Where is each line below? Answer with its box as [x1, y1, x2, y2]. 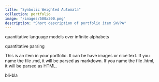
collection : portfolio [5, 12, 51, 16]
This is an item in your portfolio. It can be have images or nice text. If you [5, 53, 150, 59]
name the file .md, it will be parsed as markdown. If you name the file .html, [5, 58, 155, 64]
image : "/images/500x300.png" [5, 16, 66, 21]
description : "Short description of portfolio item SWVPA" [5, 20, 127, 26]
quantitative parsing [5, 43, 45, 49]
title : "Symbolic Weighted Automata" [5, 7, 81, 12]
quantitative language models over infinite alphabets [5, 34, 110, 40]
